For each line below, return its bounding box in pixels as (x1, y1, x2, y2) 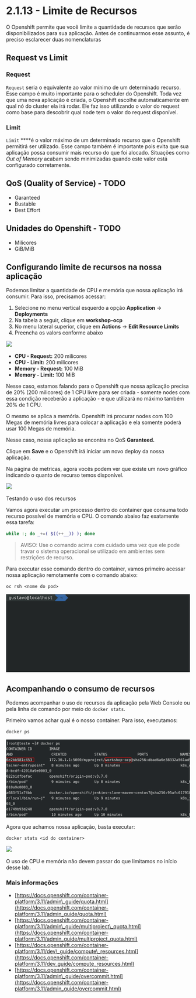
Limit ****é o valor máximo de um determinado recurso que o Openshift (6, 136, 181, 143)
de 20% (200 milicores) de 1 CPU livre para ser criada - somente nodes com (6, 389, 190, 396)
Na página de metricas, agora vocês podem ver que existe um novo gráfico (6, 466, 188, 473)
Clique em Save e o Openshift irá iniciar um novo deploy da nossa (6, 448, 164, 455)
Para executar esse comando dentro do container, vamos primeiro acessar (6, 565, 185, 572)
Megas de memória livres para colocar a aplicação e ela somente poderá (6, 419, 181, 426)
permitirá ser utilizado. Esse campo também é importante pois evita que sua (6, 142, 189, 150)
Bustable (14, 200, 36, 207)
